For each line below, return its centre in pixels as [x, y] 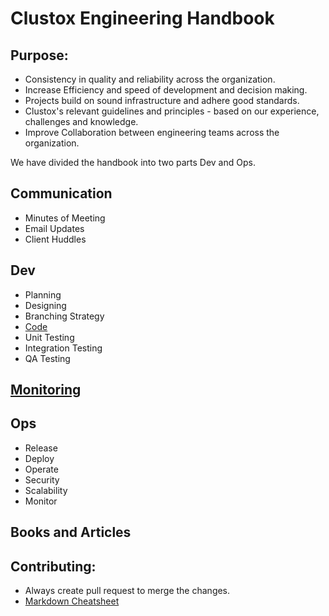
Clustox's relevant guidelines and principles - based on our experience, [172, 111]
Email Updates [54, 228]
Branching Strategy [64, 316]
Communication [61, 193]
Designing [45, 305]
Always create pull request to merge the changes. [127, 591]
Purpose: [39, 55]
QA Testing [47, 358]
